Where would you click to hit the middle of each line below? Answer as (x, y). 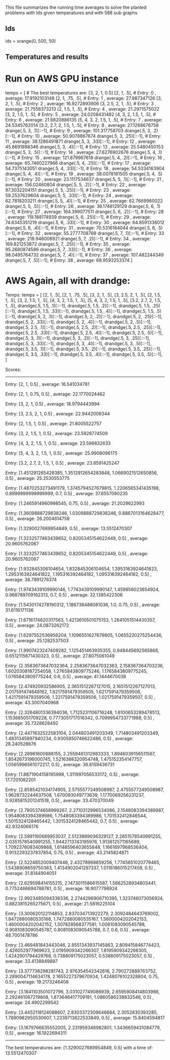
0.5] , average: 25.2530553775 (37, 478)
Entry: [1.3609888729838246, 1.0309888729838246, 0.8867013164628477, (85, 513)
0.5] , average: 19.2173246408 (37, 982)
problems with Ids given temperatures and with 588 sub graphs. (72, 13)
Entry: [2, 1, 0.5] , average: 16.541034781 (47, 384)
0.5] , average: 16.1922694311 (36, 1033)
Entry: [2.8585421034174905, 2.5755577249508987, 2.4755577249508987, (85, 790)
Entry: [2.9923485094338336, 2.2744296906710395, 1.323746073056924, (85, 898)
